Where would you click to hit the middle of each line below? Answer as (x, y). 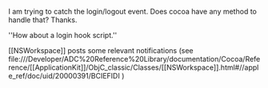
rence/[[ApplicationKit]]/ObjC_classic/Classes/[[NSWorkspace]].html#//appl (134, 67)
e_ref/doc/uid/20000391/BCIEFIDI (64, 76)
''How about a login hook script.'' (63, 35)
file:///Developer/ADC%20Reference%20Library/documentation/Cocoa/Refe (134, 59)
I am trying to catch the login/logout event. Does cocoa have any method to (133, 11)
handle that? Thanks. (43, 20)
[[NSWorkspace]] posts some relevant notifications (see (101, 50)
